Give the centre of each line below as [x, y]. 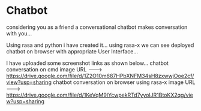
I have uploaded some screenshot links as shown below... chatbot [88, 63]
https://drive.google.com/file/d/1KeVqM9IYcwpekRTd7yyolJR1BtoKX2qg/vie [100, 95]
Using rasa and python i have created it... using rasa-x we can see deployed [100, 45]
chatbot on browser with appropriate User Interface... [72, 51]
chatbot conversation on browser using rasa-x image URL [124, 82]
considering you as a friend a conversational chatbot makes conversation [97, 27]
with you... [19, 33]
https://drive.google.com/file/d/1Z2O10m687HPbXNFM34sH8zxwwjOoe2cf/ [100, 76]
